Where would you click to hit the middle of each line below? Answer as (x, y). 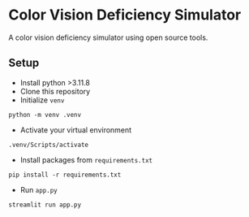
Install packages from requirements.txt (86, 159)
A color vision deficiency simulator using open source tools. (108, 37)
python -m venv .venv (45, 115)
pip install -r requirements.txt (65, 175)
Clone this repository (55, 91)
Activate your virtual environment (76, 130)
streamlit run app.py (45, 205)
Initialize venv (42, 100)
